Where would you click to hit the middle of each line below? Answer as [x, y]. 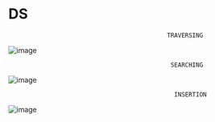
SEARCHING [187, 65]
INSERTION [190, 94]
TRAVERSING [185, 35]
